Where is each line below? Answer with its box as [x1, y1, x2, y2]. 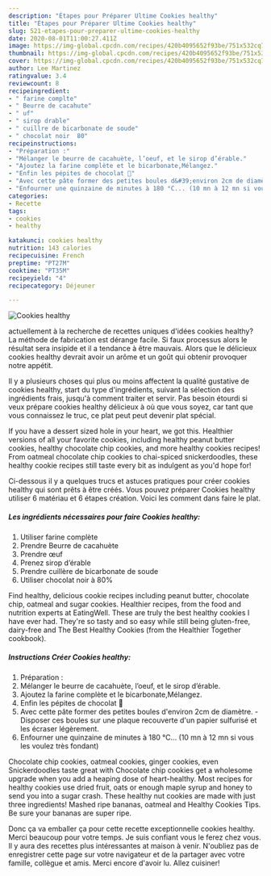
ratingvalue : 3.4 [8, 72, 67, 80]
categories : [8, 191, 48, 200]
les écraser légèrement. [19, 724, 99, 734]
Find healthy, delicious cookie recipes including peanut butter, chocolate [8, 591, 250, 601]
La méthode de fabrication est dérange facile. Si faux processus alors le [8, 335, 248, 345]
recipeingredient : [8, 86, 70, 95]
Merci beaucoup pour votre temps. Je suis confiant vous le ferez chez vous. [8, 832, 261, 842]
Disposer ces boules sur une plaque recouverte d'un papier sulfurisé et [19, 715, 257, 725]
